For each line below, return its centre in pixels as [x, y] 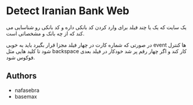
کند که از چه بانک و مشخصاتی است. [45, 33]
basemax [26, 96]
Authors [21, 76]
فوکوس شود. [21, 57]
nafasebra [27, 90]
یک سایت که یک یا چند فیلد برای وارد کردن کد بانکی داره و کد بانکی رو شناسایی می [96, 27]
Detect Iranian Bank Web [68, 11]
